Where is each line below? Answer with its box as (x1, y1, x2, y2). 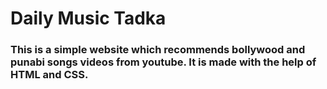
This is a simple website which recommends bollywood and (10, 43, 306, 57)
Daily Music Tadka (10, 7, 167, 30)
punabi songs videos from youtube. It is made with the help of (10, 55, 317, 69)
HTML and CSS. (10, 68, 89, 82)
